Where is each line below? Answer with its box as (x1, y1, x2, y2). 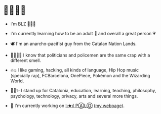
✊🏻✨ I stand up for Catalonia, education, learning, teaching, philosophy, (10, 87, 157, 93)
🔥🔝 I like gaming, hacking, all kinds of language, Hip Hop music (10, 67, 139, 73)
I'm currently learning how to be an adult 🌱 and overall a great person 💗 (10, 30, 156, 36)
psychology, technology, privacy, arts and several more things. (10, 93, 138, 99)
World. (10, 78, 24, 84)
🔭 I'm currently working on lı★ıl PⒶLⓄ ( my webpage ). (10, 103, 125, 109)
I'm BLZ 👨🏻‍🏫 (10, 21, 36, 27)
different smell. (10, 57, 41, 63)
